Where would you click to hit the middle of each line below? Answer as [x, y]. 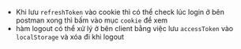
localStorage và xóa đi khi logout [70, 37]
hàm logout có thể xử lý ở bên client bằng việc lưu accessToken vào [124, 28]
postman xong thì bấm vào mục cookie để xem [92, 20]
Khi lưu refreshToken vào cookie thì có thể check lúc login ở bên [120, 12]
